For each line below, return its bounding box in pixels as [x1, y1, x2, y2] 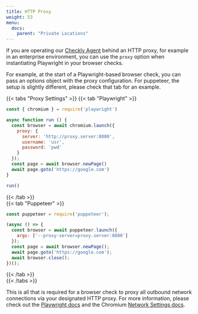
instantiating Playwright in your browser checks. [6, 60, 124, 67]
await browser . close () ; [11, 255, 70, 261]
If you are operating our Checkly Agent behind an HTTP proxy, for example [6, 47, 189, 54]
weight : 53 [6, 14, 33, 20]
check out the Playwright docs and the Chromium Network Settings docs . [6, 301, 186, 308]
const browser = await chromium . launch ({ [11, 122, 115, 128]
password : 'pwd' [21, 144, 62, 151]
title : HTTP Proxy [6, 8, 51, 15]
